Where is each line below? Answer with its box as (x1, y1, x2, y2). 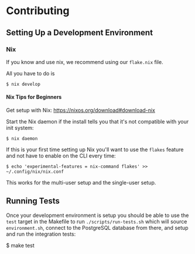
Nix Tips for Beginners (6, 93, 62, 101)
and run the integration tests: (6, 230, 76, 238)
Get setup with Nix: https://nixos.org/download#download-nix (6, 107, 155, 114)
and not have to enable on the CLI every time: (6, 152, 116, 159)
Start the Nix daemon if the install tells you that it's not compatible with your (6, 118, 189, 125)
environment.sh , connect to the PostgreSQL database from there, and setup (6, 224, 189, 231)
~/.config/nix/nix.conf (6, 169, 64, 175)
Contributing (6, 4, 70, 18)
